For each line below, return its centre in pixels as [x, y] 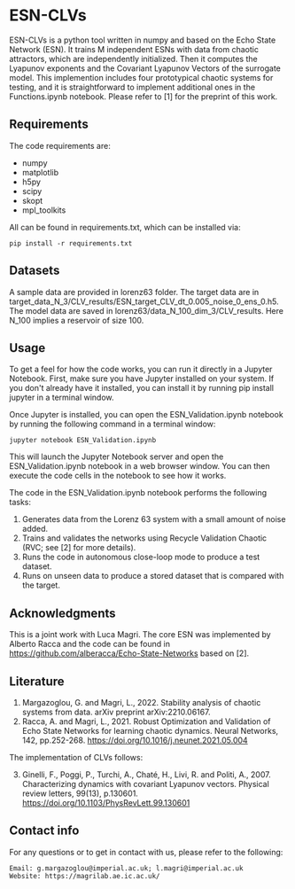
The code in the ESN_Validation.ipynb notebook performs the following [138, 493]
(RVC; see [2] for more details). [79, 548]
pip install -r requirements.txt [71, 243]
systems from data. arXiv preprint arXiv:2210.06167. [116, 712]
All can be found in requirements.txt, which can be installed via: [125, 227]
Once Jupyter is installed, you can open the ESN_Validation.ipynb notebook [146, 415]
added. [35, 529]
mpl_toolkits [44, 210]
